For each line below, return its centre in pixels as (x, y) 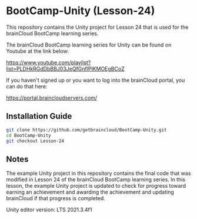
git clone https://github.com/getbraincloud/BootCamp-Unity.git (86, 130)
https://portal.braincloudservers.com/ (52, 98)
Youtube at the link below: (38, 51)
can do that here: (27, 86)
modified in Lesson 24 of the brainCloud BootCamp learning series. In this (96, 180)
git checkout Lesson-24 (35, 141)
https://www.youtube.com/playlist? (49, 62)
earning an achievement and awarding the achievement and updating (90, 192)
